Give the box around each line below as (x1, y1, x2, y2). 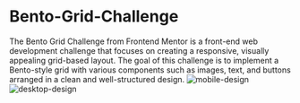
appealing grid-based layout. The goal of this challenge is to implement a (9, 55, 279, 65)
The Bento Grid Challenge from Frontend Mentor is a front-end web (9, 36, 258, 47)
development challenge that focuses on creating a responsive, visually (9, 45, 270, 56)
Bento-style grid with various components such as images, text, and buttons (9, 64, 291, 75)
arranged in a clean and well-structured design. (9, 73, 185, 84)
